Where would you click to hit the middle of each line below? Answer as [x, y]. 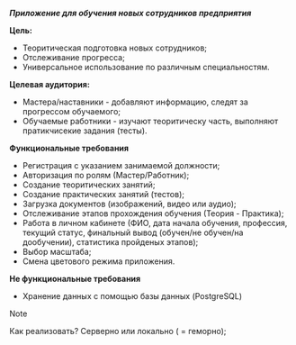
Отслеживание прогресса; [74, 57]
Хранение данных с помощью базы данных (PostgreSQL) [132, 296]
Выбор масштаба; [57, 252]
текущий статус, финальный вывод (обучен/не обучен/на [133, 232]
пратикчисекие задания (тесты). [85, 131]
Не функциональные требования [75, 279]
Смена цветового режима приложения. [99, 261]
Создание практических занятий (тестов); [103, 194]
